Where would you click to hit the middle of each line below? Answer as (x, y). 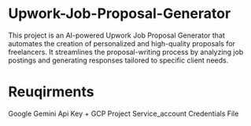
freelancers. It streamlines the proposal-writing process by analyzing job (126, 52)
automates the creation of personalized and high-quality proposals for (122, 43)
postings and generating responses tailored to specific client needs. (118, 60)
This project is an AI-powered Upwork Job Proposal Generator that (117, 35)
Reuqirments (51, 92)
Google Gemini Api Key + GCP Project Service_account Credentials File (124, 113)
